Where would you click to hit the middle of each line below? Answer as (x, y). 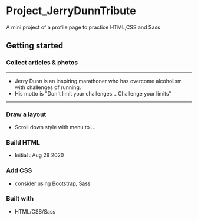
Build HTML (23, 142)
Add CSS (19, 170)
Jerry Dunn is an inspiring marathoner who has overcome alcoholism (98, 81)
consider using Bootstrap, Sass (52, 183)
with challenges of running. (48, 87)
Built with (20, 199)
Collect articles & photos (42, 63)
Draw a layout (26, 114)
